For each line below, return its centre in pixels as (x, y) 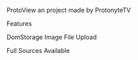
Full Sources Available (39, 51)
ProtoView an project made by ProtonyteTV (69, 10)
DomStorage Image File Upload (52, 37)
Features (19, 23)
